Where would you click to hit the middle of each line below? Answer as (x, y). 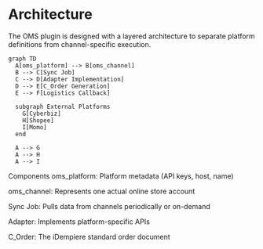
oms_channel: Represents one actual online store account (102, 191)
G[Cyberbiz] (42, 114)
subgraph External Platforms (63, 106)
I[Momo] (35, 127)
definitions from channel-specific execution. (80, 44)
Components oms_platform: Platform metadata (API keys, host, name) (121, 176)
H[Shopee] (38, 120)
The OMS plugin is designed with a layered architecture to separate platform (131, 36)
